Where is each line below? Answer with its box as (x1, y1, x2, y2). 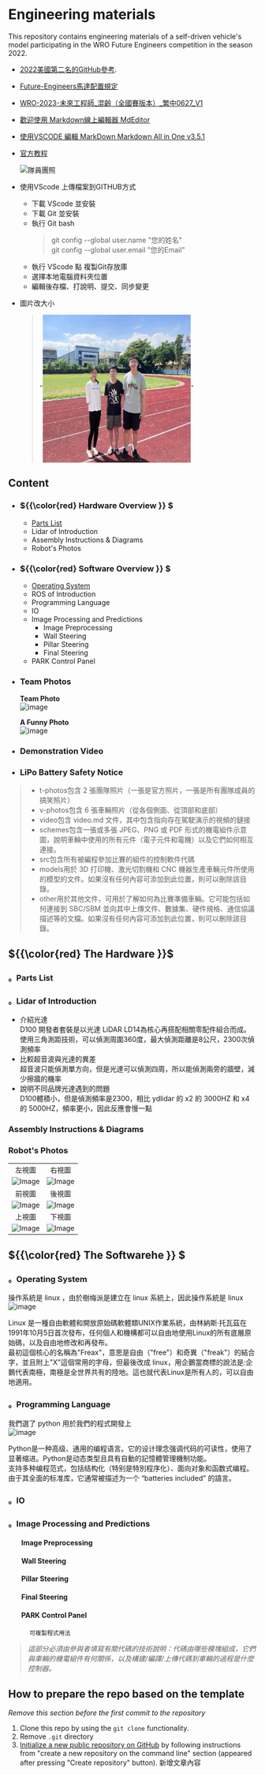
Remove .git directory (19, 1732, 94, 1741)
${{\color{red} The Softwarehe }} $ (8, 1249, 186, 1262)
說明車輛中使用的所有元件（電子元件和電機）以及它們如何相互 (53, 835, 254, 845)
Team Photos (19, 676, 72, 687)
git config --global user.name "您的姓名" (50, 235, 183, 245)
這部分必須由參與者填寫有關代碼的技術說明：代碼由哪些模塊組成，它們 (27, 1644, 256, 1654)
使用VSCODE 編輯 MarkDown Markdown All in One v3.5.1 (19, 132, 205, 141)
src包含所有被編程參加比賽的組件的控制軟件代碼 (39, 854, 196, 865)
